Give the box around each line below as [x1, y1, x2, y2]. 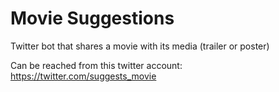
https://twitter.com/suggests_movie [10, 70, 157, 82]
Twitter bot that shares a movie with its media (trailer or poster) [10, 40, 270, 52]
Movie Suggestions [10, 7, 175, 30]
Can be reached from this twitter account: [10, 59, 183, 71]
